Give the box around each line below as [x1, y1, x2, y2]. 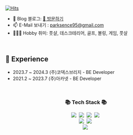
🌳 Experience [5, 55, 49, 64]
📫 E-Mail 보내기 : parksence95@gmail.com [12, 22, 104, 28]
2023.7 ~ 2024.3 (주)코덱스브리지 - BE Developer [12, 69, 115, 75]
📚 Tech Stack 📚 [64, 98, 107, 105]
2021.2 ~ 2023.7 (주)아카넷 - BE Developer [12, 75, 102, 82]
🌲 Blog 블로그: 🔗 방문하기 [12, 16, 64, 21]
